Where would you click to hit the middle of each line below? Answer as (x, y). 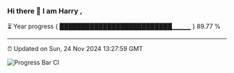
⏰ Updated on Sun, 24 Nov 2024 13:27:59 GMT (75, 49)
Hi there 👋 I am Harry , (45, 11)
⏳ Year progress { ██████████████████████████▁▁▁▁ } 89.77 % (114, 26)
